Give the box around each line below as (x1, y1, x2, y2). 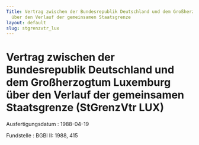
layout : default (6, 20, 46, 25)
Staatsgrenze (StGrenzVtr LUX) (6, 101, 165, 114)
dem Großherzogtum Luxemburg (6, 76, 171, 89)
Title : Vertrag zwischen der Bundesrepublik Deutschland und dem (6, 8, 171, 15)
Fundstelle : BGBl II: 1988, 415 (6, 132, 78, 139)
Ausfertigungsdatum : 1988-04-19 (6, 121, 89, 128)
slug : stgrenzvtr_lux (6, 25, 60, 31)
